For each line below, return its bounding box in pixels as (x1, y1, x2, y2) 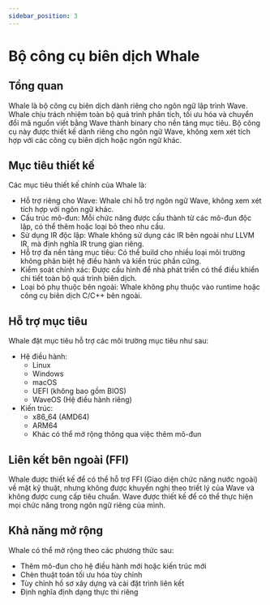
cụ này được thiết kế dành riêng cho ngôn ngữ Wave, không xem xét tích (8, 127, 251, 136)
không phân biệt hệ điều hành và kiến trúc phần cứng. (19, 257, 201, 266)
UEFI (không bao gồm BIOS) (32, 387, 127, 396)
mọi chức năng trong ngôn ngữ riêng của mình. (8, 500, 166, 510)
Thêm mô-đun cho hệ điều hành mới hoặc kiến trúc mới (19, 561, 207, 571)
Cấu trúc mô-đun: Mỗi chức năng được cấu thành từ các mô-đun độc (19, 213, 252, 223)
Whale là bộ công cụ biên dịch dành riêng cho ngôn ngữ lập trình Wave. (8, 101, 248, 110)
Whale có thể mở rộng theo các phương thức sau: (8, 545, 174, 555)
